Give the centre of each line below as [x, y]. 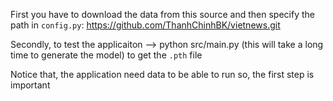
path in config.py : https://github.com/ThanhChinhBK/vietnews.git [145, 25]
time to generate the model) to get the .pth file [106, 55]
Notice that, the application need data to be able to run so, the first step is [162, 74]
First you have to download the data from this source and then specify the [162, 14]
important [30, 85]
